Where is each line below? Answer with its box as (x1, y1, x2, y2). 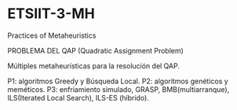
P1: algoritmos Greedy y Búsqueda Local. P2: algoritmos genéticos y (7, 76, 228, 86)
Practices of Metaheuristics (7, 31, 97, 40)
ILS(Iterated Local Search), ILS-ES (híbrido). (7, 93, 150, 102)
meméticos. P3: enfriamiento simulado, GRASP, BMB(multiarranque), (7, 84, 230, 94)
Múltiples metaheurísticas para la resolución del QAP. (7, 60, 180, 71)
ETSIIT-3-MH (7, 5, 95, 23)
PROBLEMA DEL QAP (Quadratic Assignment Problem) (7, 46, 184, 55)
